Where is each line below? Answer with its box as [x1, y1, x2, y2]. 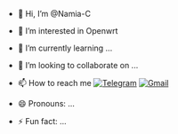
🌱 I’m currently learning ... [17, 43, 113, 53]
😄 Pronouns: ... [17, 99, 76, 108]
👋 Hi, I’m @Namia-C [17, 9, 92, 19]
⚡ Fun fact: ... [17, 116, 67, 126]
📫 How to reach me [17, 78, 92, 88]
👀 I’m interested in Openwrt [17, 26, 118, 35]
